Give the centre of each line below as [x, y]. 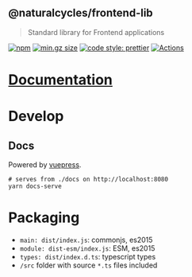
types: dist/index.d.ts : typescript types [88, 256]
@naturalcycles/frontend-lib [81, 13]
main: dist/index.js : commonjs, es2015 [86, 240]
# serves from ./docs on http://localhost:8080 [88, 179]
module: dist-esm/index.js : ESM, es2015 [87, 248]
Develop [36, 117]
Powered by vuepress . [45, 165]
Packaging [44, 218]
